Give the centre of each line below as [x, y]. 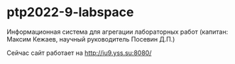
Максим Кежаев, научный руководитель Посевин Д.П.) [91, 39]
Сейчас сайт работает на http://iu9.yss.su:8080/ [79, 53]
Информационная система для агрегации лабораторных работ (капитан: [117, 32]
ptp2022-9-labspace [70, 12]
